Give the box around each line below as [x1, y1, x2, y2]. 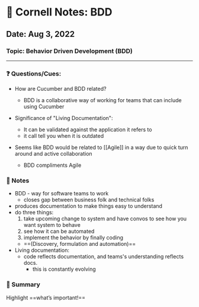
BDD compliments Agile [23, 162, 82, 169]
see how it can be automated [23, 228, 95, 235]
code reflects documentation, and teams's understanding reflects [23, 253, 184, 260]
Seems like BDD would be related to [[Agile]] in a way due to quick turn [14, 144, 188, 151]
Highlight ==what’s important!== [6, 294, 86, 301]
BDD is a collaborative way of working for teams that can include [23, 97, 182, 104]
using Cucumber [23, 103, 65, 110]
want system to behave [23, 221, 81, 229]
